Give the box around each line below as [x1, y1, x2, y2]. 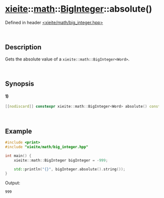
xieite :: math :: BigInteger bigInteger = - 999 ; [14, 158, 108, 163]
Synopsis [5, 79, 34, 88]
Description [5, 43, 41, 52]
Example [5, 127, 32, 135]
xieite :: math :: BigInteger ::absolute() [5, 3, 152, 15]
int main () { [5, 153, 32, 158]
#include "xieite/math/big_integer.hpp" [5, 144, 89, 149]
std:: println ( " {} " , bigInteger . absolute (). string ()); [14, 167, 125, 172]
